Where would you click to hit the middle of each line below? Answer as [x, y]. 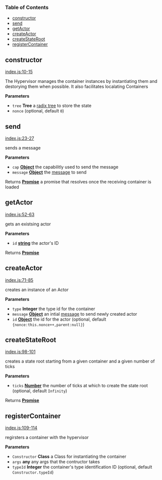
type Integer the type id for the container [54, 309]
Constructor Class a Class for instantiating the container [69, 457]
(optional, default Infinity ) [40, 391]
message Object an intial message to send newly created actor [75, 314]
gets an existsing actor [28, 224]
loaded [12, 187]
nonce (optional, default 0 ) [38, 111]
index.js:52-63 [20, 214]
